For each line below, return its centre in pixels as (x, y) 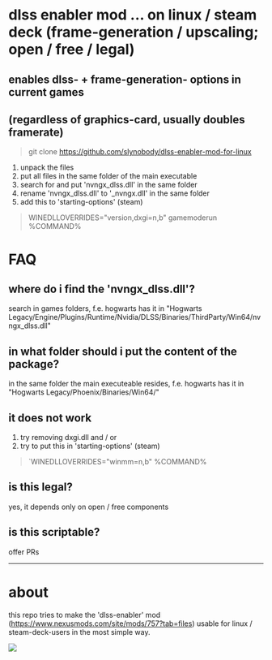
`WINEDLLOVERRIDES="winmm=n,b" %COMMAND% (117, 462)
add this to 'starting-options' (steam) (81, 202)
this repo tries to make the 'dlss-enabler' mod (85, 615)
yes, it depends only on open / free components (89, 507)
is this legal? (40, 487)
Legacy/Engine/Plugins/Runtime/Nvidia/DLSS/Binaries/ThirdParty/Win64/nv (135, 317)
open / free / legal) (72, 50)
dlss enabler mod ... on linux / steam (133, 15)
